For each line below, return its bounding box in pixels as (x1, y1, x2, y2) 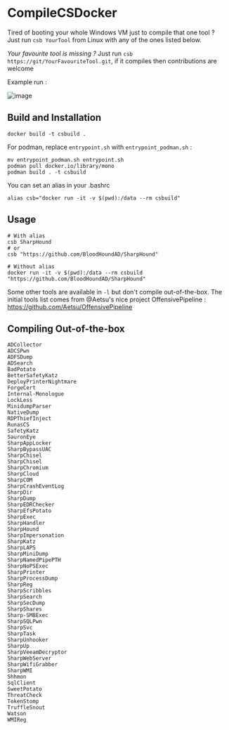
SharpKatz (7, 538, 37, 545)
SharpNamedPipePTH (7, 556, 61, 563)
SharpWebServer (7, 655, 52, 662)
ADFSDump (7, 353, 33, 361)
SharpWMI (7, 667, 33, 674)
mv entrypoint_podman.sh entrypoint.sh (7, 156, 124, 163)
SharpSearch (7, 594, 42, 601)
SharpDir (7, 489, 33, 496)
